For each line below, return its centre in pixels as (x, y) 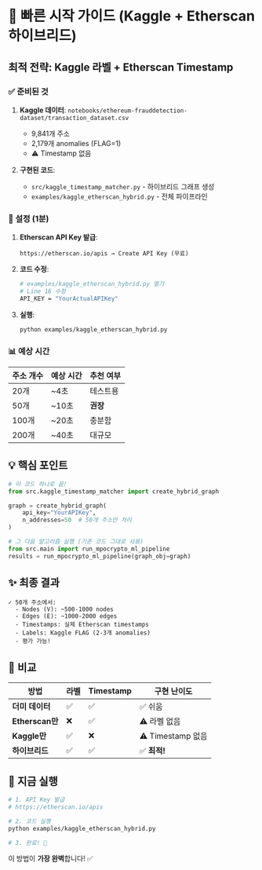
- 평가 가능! (33, 642)
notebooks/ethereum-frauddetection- (128, 111)
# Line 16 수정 (43, 291)
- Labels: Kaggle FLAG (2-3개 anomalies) (83, 633)
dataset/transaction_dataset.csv (74, 118)
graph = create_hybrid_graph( (58, 506)
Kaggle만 (29, 737)
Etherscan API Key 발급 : (58, 237)
